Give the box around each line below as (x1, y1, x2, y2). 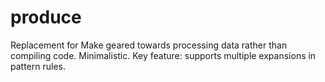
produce (10, 6, 82, 29)
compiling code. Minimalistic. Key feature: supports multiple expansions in (10, 49, 317, 61)
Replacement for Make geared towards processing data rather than (10, 39, 288, 51)
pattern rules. (10, 60, 66, 72)
